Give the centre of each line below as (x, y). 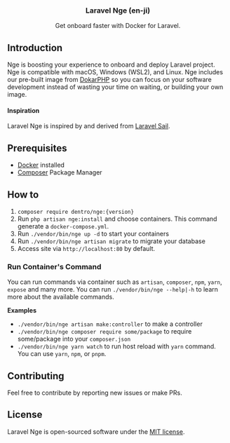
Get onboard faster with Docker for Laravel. (118, 26)
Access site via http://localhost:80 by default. (86, 248)
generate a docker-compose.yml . (63, 226)
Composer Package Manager (60, 172)
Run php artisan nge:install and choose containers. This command (117, 219)
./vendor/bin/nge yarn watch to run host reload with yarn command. (116, 346)
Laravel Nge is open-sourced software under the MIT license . (96, 431)
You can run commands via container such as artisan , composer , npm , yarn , (115, 282)
